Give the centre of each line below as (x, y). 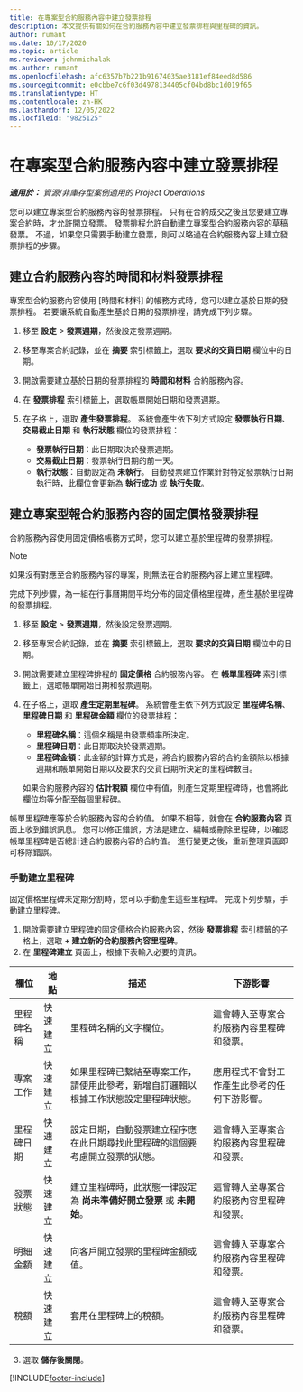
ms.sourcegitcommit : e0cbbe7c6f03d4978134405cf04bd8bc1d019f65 (131, 85)
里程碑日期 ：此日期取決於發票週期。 (103, 746)
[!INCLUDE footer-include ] (57, 1378)
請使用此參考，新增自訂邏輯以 (133, 1085)
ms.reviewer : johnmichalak (60, 60)
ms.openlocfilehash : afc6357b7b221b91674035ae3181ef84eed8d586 (131, 77)
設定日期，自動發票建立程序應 (133, 1129)
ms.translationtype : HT (54, 93)
